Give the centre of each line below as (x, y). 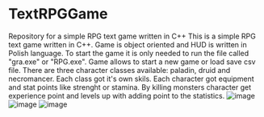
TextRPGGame (58, 14)
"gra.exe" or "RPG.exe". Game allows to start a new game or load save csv (132, 62)
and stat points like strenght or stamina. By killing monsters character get (130, 87)
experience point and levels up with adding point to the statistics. (117, 95)
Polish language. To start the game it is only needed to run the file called (129, 53)
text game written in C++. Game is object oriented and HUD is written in (128, 44)
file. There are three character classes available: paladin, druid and (119, 70)
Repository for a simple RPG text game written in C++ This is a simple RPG (132, 36)
